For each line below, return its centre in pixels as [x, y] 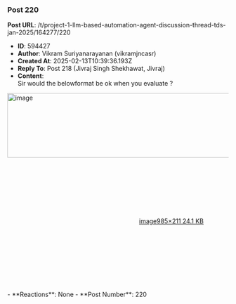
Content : [31, 76]
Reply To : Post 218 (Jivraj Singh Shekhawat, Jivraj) [91, 69]
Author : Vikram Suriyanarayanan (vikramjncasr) [87, 53]
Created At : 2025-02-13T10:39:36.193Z [75, 61]
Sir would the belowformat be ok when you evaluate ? [95, 84]
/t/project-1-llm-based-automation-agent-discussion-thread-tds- [132, 25]
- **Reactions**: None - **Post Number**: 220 [77, 295]
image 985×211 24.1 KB [171, 221]
